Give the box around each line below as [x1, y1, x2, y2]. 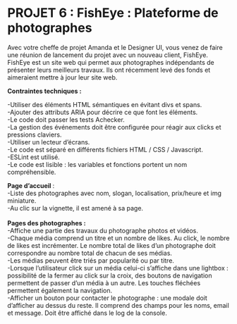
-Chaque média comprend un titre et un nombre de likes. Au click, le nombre [7, 234, 230, 242]
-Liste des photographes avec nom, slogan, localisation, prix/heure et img [7, 189, 222, 197]
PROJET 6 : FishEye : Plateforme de [7, 5, 219, 21]
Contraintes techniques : [7, 87, 82, 95]
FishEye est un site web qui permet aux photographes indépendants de [7, 58, 215, 66]
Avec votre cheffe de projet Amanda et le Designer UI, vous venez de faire [7, 43, 224, 51]
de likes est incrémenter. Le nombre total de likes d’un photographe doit [7, 241, 217, 249]
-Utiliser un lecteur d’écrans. [7, 137, 90, 146]
